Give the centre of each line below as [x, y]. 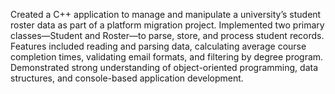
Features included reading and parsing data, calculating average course [158, 46]
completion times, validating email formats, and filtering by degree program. [167, 57]
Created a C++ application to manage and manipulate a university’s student [166, 14]
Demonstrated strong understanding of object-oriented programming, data [164, 67]
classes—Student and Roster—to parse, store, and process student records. [167, 35]
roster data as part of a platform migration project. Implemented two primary [167, 25]
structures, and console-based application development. [127, 78]
